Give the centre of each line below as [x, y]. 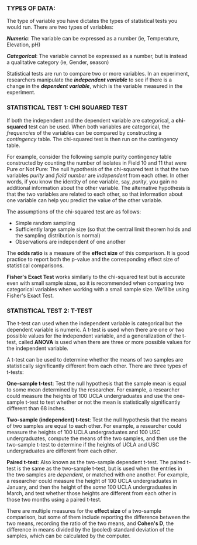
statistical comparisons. [35, 265]
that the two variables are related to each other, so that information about [95, 194]
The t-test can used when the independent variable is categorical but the [95, 323]
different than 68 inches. [36, 408]
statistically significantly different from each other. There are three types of [97, 366]
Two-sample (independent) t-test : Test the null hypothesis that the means [97, 420]
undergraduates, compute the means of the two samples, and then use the [97, 438]
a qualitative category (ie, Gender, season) [58, 62]
